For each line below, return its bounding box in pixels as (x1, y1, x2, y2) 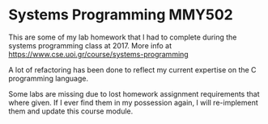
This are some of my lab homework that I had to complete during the (8, 32, 237, 42)
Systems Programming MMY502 (8, 6, 233, 24)
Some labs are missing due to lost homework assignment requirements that (8, 89, 260, 98)
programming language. (8, 73, 89, 83)
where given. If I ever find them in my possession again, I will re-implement (8, 97, 259, 107)
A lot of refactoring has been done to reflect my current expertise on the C (8, 64, 257, 74)
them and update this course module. (8, 106, 134, 116)
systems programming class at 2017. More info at (8, 40, 172, 50)
